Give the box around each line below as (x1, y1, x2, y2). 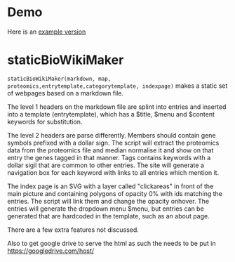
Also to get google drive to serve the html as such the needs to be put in (7, 239, 216, 247)
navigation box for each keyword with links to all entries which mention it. (7, 168, 220, 176)
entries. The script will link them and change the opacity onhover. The (7, 197, 209, 205)
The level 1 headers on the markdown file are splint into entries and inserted (7, 103, 227, 111)
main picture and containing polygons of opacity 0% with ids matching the (7, 189, 222, 197)
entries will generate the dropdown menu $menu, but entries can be (7, 204, 205, 213)
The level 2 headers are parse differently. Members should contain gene (7, 131, 216, 139)
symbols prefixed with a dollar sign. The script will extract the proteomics (7, 138, 220, 147)
